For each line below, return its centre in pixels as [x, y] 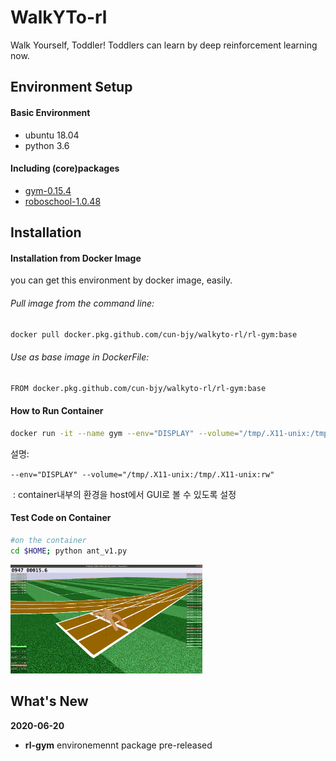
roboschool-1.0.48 [63, 201]
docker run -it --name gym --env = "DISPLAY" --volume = [125, 433]
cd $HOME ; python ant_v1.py [69, 551]
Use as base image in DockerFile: [80, 357]
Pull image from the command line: [82, 303]
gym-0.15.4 [48, 190]
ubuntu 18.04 [52, 135]
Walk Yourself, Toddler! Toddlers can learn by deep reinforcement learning [164, 45]
